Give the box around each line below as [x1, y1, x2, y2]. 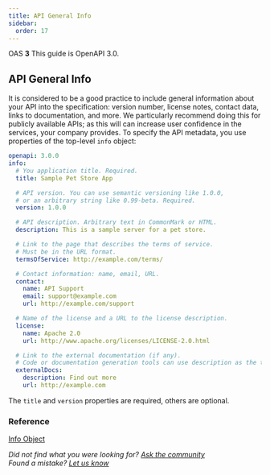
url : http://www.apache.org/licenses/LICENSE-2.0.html [22, 337, 211, 345]
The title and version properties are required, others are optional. [8, 395, 230, 405]
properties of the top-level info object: [8, 136, 137, 146]
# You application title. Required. [15, 167, 138, 175]
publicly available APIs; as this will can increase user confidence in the [8, 119, 243, 129]
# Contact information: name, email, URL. [15, 270, 160, 278]
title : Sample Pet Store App [15, 174, 113, 182]
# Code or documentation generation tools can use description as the [15, 359, 257, 367]
